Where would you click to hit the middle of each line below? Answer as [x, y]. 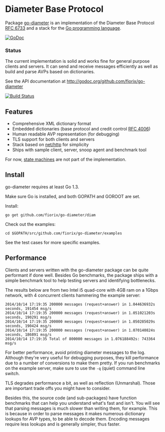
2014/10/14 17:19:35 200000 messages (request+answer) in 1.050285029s [80, 322]
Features [19, 111]
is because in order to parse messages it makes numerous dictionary [75, 413]
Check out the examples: [30, 224]
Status [13, 50]
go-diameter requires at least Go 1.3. [42, 187]
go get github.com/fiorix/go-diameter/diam [50, 215]
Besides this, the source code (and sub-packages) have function [71, 398]
